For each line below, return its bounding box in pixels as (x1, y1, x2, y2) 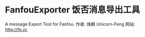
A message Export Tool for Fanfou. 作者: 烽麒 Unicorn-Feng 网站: (5, 21, 135, 27)
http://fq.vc (5, 26, 28, 32)
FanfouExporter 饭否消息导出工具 (5, 4, 140, 15)
